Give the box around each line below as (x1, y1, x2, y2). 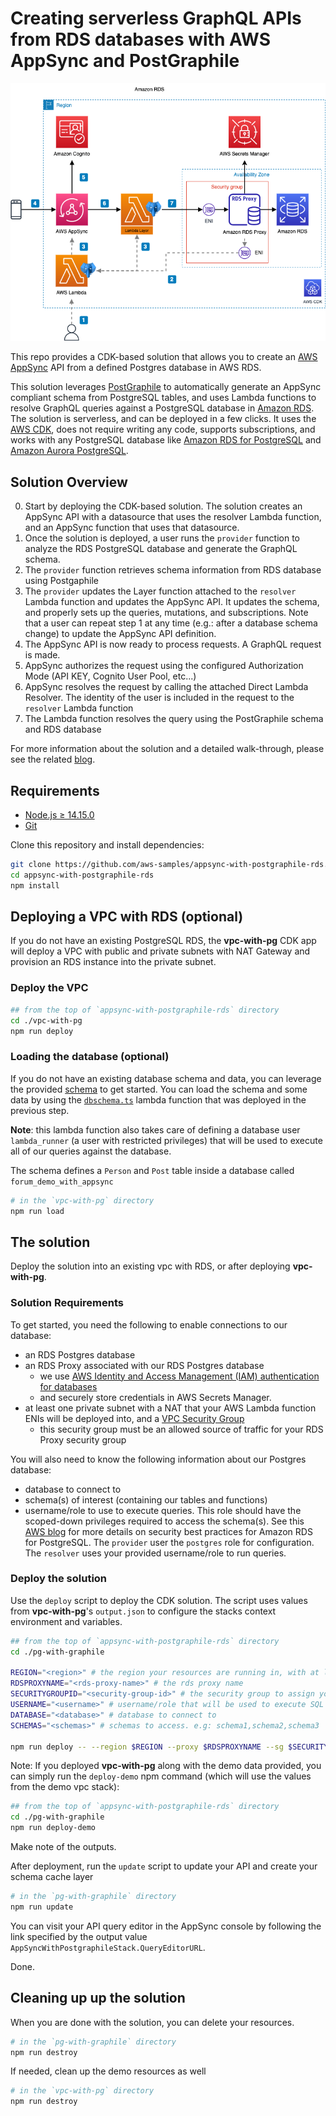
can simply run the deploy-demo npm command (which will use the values (10, 1770, 312, 1782)
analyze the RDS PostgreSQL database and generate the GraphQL (24, 543, 298, 555)
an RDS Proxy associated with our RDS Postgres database (24, 1359, 265, 1371)
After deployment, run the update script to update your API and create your (10, 1860, 318, 1872)
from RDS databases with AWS (10, 28, 272, 51)
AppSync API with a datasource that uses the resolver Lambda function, (24, 511, 322, 523)
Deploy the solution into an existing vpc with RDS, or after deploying (10, 1260, 291, 1272)
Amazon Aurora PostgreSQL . (10, 445, 129, 457)
